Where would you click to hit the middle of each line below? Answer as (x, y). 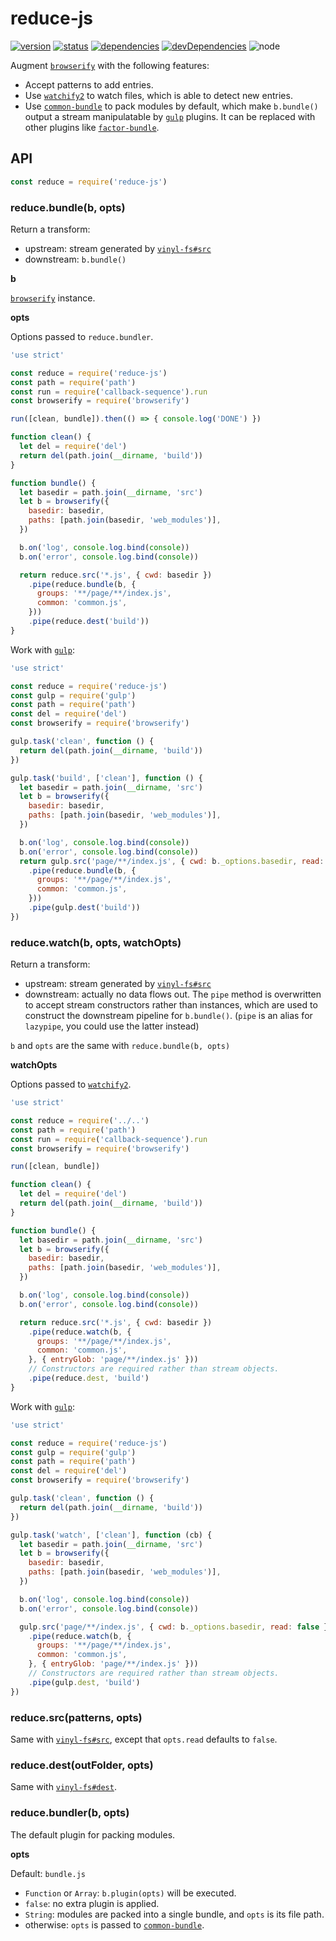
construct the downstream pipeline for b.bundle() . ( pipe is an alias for (168, 1016)
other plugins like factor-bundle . (92, 127)
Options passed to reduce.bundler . (82, 336)
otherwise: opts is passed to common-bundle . (114, 1924)
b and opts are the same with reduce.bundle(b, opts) (120, 1046)
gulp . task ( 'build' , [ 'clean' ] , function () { (106, 778)
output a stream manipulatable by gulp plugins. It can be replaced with (170, 116)
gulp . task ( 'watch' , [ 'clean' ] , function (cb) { (111, 1535)
